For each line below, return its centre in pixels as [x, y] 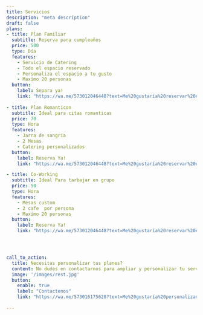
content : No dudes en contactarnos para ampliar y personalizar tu [98, 269]
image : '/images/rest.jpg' [46, 274]
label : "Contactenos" [44, 291]
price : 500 [25, 46]
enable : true [34, 286]
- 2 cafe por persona [46, 208]
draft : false [23, 23]
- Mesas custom [36, 203]
